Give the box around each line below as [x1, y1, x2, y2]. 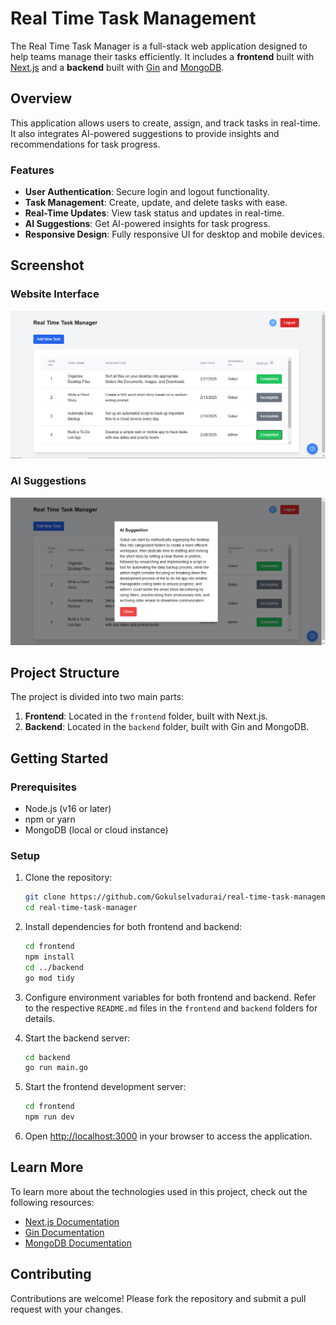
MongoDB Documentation [24, 1237, 132, 1249]
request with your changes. [10, 1303, 123, 1315]
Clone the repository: [24, 872, 113, 884]
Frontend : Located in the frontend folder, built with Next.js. [24, 710, 268, 722]
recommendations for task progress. [10, 138, 161, 150]
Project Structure [10, 664, 120, 681]
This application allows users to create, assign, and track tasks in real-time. [10, 117, 321, 129]
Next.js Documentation [24, 1215, 120, 1227]
